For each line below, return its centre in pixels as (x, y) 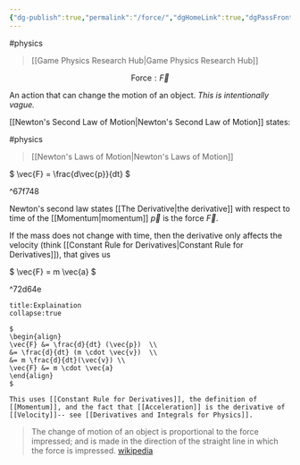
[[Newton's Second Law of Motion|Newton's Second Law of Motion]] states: (150, 122)
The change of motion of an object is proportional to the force (145, 431)
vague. (22, 105)
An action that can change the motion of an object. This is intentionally (139, 95)
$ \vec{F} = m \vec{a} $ (53, 271)
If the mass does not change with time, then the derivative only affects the (146, 235)
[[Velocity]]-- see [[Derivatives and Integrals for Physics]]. (131, 415)
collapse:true (36, 313)
